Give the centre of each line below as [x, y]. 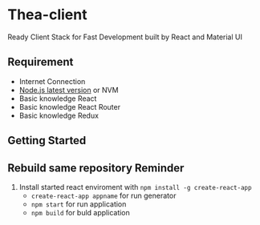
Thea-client [47, 15]
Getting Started [47, 141]
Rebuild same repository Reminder [96, 168]
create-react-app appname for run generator [104, 195]
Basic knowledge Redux [59, 115]
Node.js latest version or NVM [69, 90]
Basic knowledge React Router [70, 106]
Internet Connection [52, 81]
